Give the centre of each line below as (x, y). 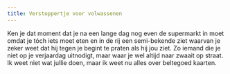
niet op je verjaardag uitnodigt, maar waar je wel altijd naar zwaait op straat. (115, 55)
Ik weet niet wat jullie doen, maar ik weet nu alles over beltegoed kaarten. (112, 62)
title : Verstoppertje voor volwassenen (65, 13)
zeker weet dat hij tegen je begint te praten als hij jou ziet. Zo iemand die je (114, 48)
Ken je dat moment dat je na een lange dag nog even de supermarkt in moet (116, 33)
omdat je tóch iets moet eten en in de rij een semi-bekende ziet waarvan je (114, 40)
